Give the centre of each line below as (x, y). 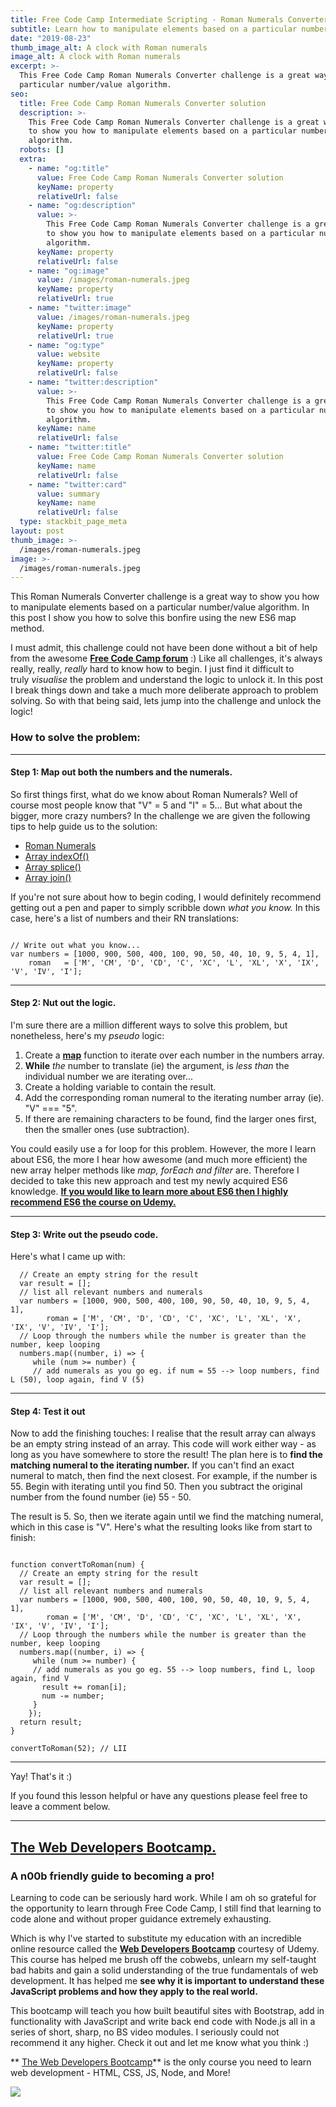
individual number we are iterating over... (109, 1076)
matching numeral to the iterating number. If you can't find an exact (152, 1465)
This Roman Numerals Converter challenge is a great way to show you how (165, 597)
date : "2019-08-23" (51, 38)
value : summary (68, 494)
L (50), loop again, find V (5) (77, 1380)
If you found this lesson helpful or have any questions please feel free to (159, 1796)
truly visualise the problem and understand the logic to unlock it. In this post (167, 680)
